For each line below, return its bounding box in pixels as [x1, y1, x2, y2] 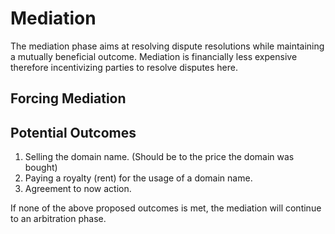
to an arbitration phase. [10, 213, 107, 225]
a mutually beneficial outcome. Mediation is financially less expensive [10, 50, 298, 62]
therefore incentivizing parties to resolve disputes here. [10, 61, 239, 73]
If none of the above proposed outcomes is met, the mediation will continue [10, 202, 322, 214]
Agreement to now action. [24, 183, 132, 195]
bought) [24, 162, 58, 174]
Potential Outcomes [10, 124, 137, 141]
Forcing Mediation [10, 90, 127, 107]
